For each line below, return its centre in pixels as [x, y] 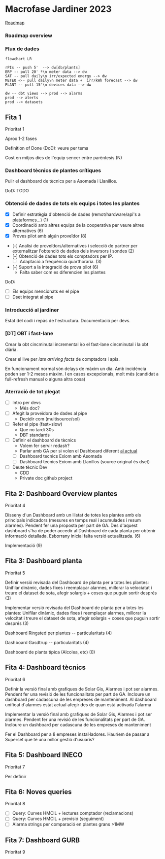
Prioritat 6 [15, 679]
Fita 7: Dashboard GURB [43, 840]
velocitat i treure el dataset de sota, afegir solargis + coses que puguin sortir [82, 618]
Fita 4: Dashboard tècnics [46, 668]
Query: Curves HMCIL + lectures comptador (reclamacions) [73, 813]
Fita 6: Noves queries [38, 792]
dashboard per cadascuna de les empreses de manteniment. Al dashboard [81, 699]
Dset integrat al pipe [33, 297]
